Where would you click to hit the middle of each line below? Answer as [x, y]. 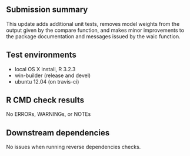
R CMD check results [45, 100]
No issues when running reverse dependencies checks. [74, 147]
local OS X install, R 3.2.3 [45, 69]
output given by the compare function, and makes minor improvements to [95, 30]
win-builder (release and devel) [53, 75]
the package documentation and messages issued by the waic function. [93, 36]
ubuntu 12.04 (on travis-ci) [47, 81]
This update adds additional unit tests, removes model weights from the [93, 24]
